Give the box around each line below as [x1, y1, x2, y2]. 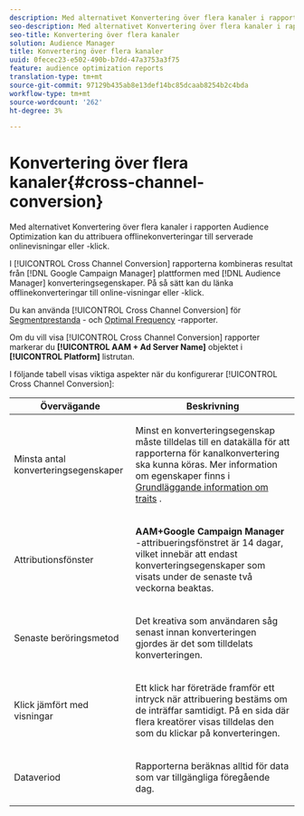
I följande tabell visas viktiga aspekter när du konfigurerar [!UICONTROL [9, 369, 278, 380]
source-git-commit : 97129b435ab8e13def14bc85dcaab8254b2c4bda [9, 81, 249, 90]
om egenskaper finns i [135, 470, 231, 482]
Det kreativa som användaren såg [135, 615, 279, 627]
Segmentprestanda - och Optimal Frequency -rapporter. [9, 315, 219, 325]
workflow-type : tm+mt [9, 89, 91, 98]
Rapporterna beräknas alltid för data [135, 760, 290, 772]
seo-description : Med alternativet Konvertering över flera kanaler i [9, 22, 281, 31]
